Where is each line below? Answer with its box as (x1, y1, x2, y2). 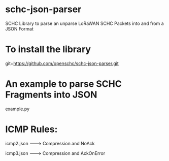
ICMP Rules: (5, 123, 58, 135)
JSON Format (5, 25, 34, 31)
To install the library (5, 44, 91, 55)
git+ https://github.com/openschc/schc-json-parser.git (5, 60, 119, 67)
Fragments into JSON (5, 89, 97, 101)
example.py (5, 106, 29, 112)
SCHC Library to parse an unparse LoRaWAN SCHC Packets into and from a (5, 20, 164, 26)
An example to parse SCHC (5, 78, 122, 90)
